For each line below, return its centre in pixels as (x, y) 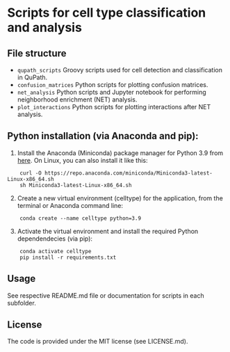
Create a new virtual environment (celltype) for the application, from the (120, 198)
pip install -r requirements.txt (68, 257)
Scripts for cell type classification (107, 13)
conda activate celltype (56, 251)
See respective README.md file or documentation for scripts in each (106, 295)
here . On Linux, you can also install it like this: (82, 160)
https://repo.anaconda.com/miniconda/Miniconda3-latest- (129, 173)
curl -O (31, 173)
